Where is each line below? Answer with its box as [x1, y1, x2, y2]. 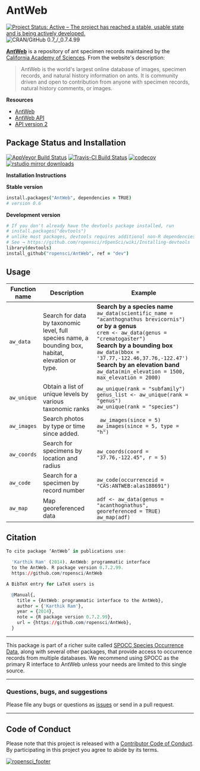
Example [131, 288, 157, 296]
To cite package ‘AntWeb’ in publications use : [6, 548, 127, 555]
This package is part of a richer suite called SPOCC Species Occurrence [6, 641, 184, 648]
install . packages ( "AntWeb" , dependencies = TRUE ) [6, 195, 132, 201]
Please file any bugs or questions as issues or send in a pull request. [6, 701, 174, 708]
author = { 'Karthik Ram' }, [17, 603, 84, 609]
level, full [42, 326, 68, 335]
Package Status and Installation [6, 138, 126, 148]
